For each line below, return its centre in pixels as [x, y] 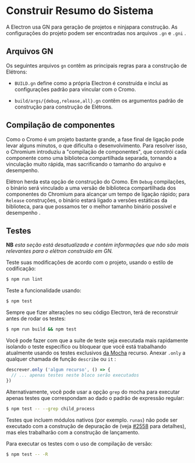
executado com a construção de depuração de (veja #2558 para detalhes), [96, 426]
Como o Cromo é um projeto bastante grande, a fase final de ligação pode [95, 139]
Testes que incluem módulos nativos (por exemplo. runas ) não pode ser [92, 420]
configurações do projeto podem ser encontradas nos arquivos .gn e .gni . [96, 33]
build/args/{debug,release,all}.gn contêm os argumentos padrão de [99, 100]
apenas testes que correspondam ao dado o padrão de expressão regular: [95, 398]
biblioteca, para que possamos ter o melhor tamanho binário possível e [91, 206]
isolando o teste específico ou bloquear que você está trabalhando [86, 347]
